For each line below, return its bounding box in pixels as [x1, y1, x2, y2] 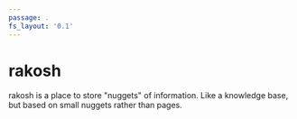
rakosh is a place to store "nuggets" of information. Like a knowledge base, [8, 90, 289, 101]
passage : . [8, 13, 50, 23]
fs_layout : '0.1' [8, 22, 74, 31]
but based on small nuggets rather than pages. [8, 100, 182, 111]
